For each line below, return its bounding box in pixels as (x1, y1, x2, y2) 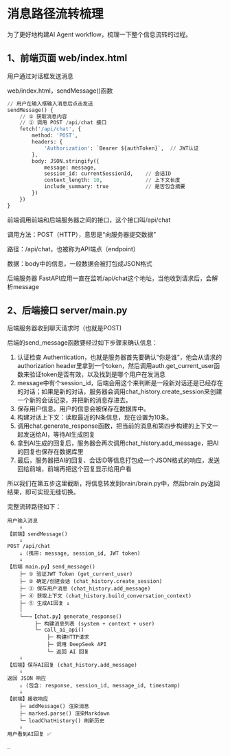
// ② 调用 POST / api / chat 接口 (19, 119, 107, 126)
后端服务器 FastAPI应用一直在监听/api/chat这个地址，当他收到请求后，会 (7, 274, 212, 282)
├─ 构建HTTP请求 (47, 634, 89, 641)
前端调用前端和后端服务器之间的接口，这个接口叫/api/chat (7, 216, 171, 224)
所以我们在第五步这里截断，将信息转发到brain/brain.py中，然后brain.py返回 (7, 479, 220, 488)
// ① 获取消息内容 (19, 113, 67, 120)
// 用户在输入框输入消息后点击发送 (7, 100, 93, 107)
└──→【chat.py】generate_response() (19, 613, 122, 620)
